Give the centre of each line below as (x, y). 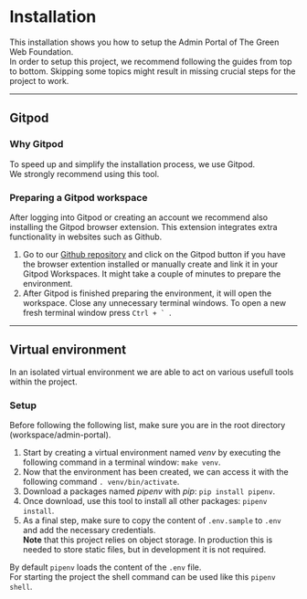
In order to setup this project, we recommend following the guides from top (151, 61)
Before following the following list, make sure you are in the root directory (148, 426)
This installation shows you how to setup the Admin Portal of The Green (144, 42)
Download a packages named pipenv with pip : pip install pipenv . (149, 491)
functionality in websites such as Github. (86, 236)
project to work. (39, 80)
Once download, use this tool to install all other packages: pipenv (145, 501)
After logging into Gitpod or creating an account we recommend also (139, 217)
